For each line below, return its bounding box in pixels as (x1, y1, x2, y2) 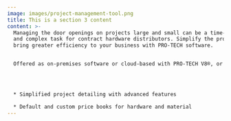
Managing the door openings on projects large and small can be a (13, 29, 208, 36)
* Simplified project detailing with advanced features (13, 91, 177, 98)
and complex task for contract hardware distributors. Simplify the (13, 36, 214, 43)
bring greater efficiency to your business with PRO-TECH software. (13, 42, 214, 49)
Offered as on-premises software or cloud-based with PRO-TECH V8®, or (13, 60, 223, 67)
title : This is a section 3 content (7, 16, 112, 23)
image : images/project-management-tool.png (7, 10, 134, 17)
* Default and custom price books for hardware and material (13, 103, 192, 110)
